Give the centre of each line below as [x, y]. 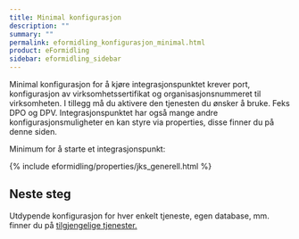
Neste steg [40, 194]
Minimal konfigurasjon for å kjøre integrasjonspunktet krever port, [130, 84]
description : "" [39, 26]
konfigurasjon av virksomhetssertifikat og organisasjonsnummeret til [135, 94]
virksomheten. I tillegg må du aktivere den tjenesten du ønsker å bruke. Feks [149, 103]
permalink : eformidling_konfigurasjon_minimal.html [107, 42]
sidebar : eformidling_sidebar [66, 59]
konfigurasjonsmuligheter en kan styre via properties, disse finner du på [142, 122]
